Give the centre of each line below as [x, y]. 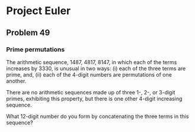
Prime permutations [36, 49]
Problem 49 [28, 33]
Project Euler [39, 11]
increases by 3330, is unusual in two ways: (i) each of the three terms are [96, 68]
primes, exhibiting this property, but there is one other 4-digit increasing [94, 98]
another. [16, 81]
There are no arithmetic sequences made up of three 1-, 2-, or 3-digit [91, 92]
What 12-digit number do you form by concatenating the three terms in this [97, 116]
